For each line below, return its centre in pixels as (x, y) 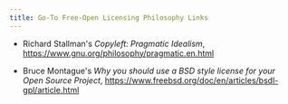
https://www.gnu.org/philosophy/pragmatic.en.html (118, 53)
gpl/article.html (51, 90)
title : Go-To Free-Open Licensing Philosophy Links (109, 18)
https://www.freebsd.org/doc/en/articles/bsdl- (192, 80)
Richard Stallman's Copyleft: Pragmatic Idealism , (114, 43)
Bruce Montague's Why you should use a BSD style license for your (149, 71)
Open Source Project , (62, 80)
